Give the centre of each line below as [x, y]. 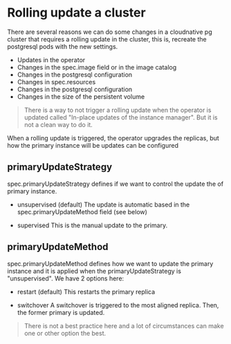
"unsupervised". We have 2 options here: [66, 278]
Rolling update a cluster [77, 13]
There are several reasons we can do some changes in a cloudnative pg [110, 32]
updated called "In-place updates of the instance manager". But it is [121, 117]
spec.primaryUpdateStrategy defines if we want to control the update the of [115, 184]
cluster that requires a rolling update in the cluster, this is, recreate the [107, 39]
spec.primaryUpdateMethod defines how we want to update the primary [110, 263]
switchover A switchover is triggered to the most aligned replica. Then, [118, 305]
